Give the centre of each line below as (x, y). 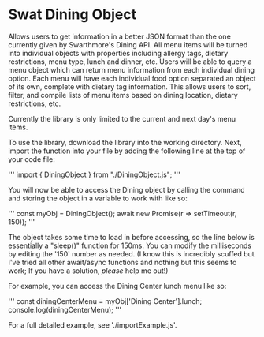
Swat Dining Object (73, 15)
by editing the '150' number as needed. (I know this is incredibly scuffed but (131, 253)
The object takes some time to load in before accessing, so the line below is (131, 237)
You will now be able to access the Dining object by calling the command (127, 189)
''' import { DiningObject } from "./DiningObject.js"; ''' (95, 174)
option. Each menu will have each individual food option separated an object (132, 78)
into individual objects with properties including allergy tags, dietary (118, 53)
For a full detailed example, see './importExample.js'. (93, 324)
